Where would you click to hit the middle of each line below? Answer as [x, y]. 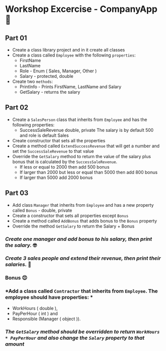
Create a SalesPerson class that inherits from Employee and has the [80, 119]
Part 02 [17, 108]
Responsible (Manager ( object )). [46, 319]
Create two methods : [33, 81]
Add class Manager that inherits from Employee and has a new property [83, 205]
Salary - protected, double [46, 76]
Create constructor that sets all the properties [59, 140]
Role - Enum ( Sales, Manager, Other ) [58, 71]
